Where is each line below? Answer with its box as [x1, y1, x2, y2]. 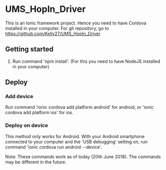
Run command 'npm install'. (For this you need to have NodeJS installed [12, 58, 161, 64]
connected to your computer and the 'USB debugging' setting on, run [5, 139, 148, 145]
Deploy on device [5, 122, 48, 129]
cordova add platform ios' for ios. [5, 110, 74, 116]
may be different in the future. [5, 159, 67, 165]
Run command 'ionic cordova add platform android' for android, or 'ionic [5, 104, 154, 110]
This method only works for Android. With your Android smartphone [5, 133, 145, 139]
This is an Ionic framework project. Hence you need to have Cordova [5, 20, 147, 26]
